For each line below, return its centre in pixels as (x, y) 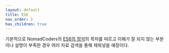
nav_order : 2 (19, 19)
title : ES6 (17, 15)
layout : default (22, 10)
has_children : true (26, 24)
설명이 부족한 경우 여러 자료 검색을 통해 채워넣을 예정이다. (72, 45)
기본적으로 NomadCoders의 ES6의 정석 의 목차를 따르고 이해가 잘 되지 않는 (80, 39)
